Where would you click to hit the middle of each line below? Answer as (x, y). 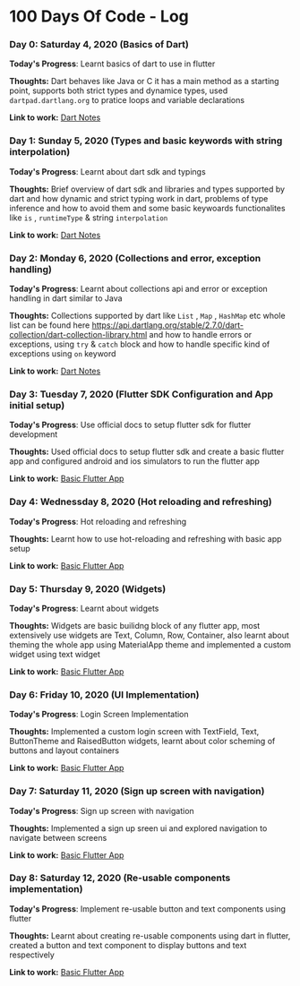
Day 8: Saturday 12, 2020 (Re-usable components (120, 878)
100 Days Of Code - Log (99, 17)
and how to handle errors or (201, 335)
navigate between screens (58, 837)
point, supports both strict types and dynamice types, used (119, 90)
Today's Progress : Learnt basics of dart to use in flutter (112, 64)
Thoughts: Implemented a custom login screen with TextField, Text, (134, 732)
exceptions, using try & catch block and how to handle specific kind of (140, 344)
